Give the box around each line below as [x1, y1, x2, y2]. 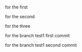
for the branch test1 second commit [5, 42, 77, 48]
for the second [5, 14, 35, 19]
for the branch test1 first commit [5, 33, 70, 38]
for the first [5, 4, 28, 10]
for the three [5, 23, 30, 29]
